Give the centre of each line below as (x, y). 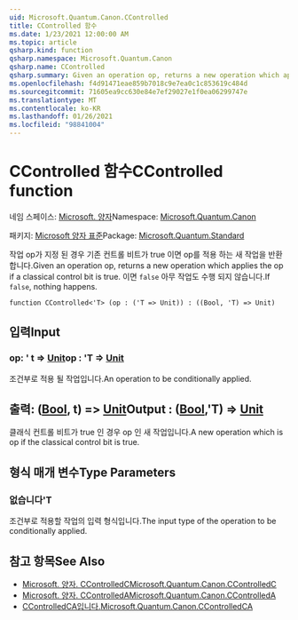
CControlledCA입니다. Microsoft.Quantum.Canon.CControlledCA (137, 606)
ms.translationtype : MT (53, 100)
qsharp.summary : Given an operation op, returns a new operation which (144, 76)
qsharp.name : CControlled (57, 68)
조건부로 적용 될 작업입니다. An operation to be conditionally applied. (130, 378)
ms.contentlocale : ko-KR (55, 108)
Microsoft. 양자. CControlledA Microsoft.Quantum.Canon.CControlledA (149, 595)
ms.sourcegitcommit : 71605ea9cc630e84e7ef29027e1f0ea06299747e (129, 91)
